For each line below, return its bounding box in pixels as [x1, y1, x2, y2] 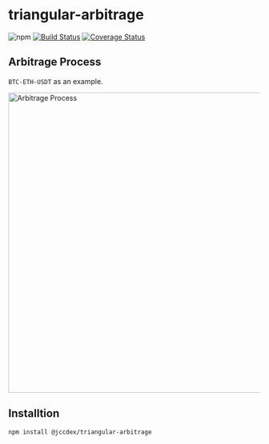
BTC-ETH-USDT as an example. [8, 76, 103, 86]
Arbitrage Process [8, 55, 102, 69]
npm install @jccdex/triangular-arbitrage [8, 428, 152, 436]
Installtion [8, 406, 60, 421]
